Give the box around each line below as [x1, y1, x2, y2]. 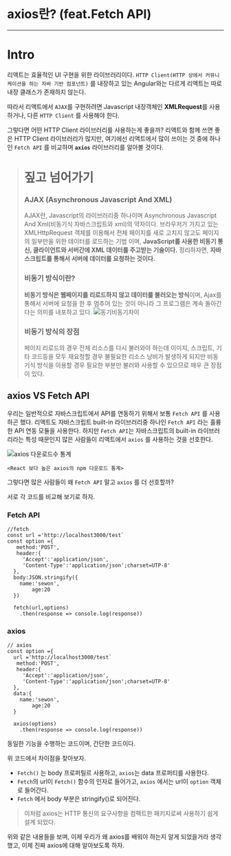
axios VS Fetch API [7, 390, 90, 402]
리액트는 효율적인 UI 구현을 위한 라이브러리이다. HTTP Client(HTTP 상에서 [7, 70, 203, 79]
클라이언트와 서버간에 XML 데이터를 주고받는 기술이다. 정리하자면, [33, 246, 209, 254]
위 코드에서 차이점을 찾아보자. [7, 754, 87, 763]
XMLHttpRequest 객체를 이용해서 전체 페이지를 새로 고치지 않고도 [23, 228, 201, 237]
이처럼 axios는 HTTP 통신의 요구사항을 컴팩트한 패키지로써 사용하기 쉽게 [23, 809, 219, 818]
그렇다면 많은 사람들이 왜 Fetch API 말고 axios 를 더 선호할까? [7, 478, 174, 486]
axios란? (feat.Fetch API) [7, 6, 152, 22]
